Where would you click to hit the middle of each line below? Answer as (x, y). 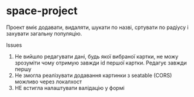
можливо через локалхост (48, 82)
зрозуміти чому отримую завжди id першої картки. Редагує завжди (101, 63)
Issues (14, 45)
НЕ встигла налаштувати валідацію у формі (69, 88)
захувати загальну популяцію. (44, 33)
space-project (42, 11)
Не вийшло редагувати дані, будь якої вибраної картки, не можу (96, 56)
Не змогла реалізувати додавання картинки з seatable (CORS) (93, 75)
